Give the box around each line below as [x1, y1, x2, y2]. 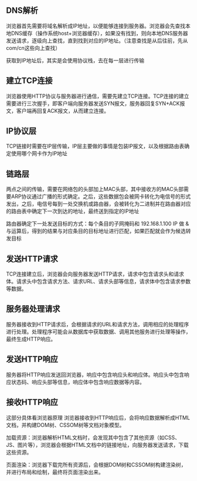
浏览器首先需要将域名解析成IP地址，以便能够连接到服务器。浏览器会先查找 [6, 22, 186, 29]
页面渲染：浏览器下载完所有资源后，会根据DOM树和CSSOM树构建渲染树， [6, 461, 186, 468]
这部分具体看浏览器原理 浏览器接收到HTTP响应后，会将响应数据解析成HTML [6, 414, 191, 421]
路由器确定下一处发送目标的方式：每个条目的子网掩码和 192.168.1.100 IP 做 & [6, 220, 189, 228]
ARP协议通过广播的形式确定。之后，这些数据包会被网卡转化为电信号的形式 [11, 193, 191, 200]
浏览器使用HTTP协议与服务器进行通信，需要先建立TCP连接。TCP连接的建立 [6, 92, 189, 99]
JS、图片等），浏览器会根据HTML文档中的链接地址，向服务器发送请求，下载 [6, 441, 189, 448]
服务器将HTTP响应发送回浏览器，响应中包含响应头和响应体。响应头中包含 [6, 371, 185, 378]
